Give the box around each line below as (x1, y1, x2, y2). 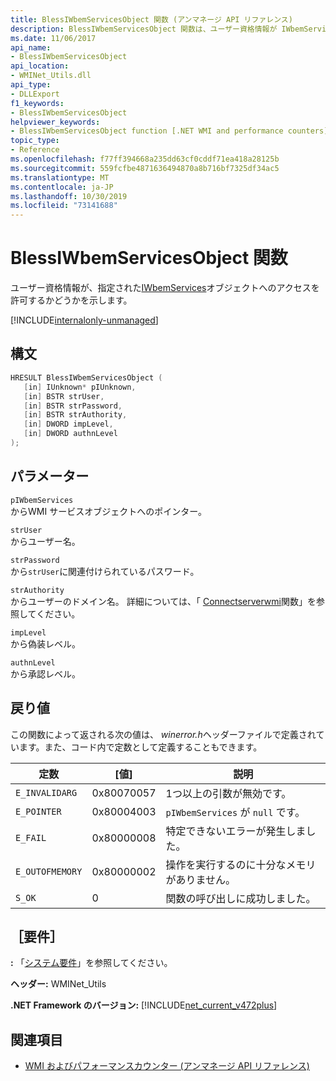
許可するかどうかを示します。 (10, 294, 133, 306)
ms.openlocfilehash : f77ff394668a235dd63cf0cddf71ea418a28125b (10, 154, 280, 164)
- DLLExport (10, 89, 60, 99)
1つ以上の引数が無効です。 (165, 786, 292, 800)
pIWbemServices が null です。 (165, 805, 306, 819)
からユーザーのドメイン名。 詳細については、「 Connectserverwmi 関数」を (10, 595, 317, 607)
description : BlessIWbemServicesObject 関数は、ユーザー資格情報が (10, 24, 278, 34)
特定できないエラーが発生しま (165, 824, 307, 838)
